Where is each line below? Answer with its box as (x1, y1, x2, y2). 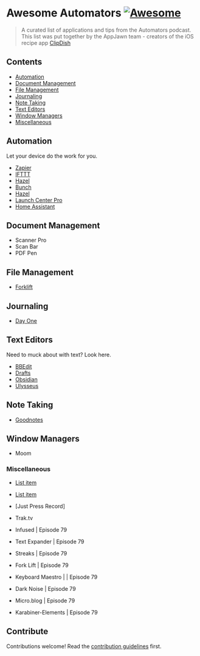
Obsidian (15, 375, 38, 383)
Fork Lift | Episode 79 (15, 561, 69, 569)
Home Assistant (15, 203, 55, 210)
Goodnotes (15, 416, 44, 423)
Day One (15, 317, 38, 324)
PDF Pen (15, 250, 38, 257)
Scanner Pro (15, 236, 47, 244)
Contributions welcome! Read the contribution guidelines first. (6, 643, 162, 650)
